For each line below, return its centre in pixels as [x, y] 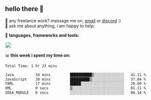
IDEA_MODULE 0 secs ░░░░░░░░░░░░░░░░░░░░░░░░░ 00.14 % [75, 93]
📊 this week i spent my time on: [38, 55]
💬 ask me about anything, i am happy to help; [50, 26]
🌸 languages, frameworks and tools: [42, 35]
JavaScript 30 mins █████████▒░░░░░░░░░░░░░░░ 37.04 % [75, 79]
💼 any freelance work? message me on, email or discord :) [63, 20]
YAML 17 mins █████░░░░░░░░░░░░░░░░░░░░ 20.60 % [75, 84]
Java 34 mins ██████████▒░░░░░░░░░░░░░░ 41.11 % [75, 75]
